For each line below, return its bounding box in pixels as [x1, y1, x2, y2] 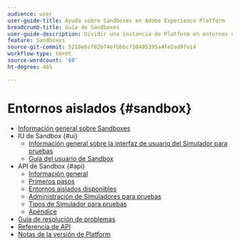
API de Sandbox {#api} [17, 162, 86, 170]
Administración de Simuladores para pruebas [28, 192, 162, 200]
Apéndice [28, 207, 57, 216]
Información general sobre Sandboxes [17, 124, 131, 132]
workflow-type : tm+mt [7, 51, 72, 58]
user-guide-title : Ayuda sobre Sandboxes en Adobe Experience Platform [7, 17, 225, 24]
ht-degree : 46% [7, 63, 53, 71]
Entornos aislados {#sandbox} [7, 100, 192, 116]
